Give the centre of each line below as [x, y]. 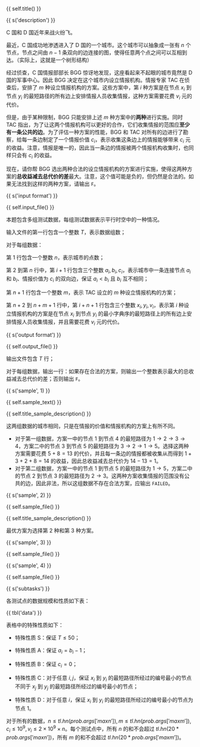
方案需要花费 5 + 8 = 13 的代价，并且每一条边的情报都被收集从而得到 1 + [103, 454]
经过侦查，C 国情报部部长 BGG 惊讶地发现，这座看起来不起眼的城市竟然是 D [99, 73]
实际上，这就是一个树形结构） [55, 60]
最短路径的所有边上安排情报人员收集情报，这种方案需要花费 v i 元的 [110, 96]
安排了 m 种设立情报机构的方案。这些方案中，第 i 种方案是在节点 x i [103, 88]
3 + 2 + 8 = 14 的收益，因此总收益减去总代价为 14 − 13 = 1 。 [88, 461]
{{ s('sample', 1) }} [28, 391]
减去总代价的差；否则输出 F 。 [47, 379]
